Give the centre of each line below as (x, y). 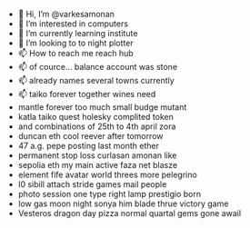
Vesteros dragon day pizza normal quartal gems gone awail (130, 213)
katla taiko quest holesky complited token (96, 117)
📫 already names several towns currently (96, 80)
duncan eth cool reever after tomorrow (90, 136)
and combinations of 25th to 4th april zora (97, 126)
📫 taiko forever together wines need (87, 94)
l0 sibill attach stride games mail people (92, 184)
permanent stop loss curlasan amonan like (97, 155)
